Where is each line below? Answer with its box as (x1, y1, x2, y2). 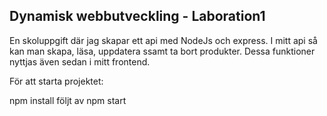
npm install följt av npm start (9, 94, 127, 106)
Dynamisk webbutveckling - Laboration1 (9, 8, 266, 25)
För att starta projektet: (9, 75, 104, 87)
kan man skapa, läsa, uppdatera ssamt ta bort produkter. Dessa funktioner (9, 45, 316, 57)
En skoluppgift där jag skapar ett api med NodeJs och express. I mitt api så (9, 34, 318, 46)
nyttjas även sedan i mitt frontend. (9, 55, 151, 68)
